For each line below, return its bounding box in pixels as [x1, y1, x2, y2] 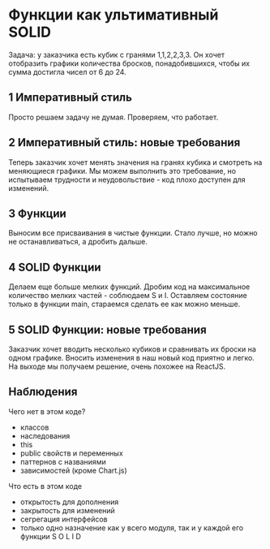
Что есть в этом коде [8, 481, 83, 491]
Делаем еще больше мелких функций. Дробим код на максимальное [8, 282, 251, 292]
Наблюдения [8, 385, 78, 399]
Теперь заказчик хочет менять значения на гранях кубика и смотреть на [8, 157, 263, 167]
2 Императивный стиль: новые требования [8, 136, 241, 149]
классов [19, 422, 49, 432]
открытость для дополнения [19, 497, 119, 507]
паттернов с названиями [19, 456, 107, 466]
